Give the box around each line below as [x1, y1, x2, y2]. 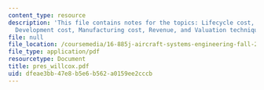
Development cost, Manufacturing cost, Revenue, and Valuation [15, 26, 226, 34]
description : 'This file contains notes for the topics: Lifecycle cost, [8, 19, 255, 27]
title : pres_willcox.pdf [8, 63, 90, 70]
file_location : [8, 41, 58, 49]
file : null [8, 33, 44, 41]
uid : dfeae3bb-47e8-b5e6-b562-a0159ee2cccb [8, 70, 153, 77]
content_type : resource [8, 11, 86, 20]
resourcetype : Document [8, 56, 86, 63]
